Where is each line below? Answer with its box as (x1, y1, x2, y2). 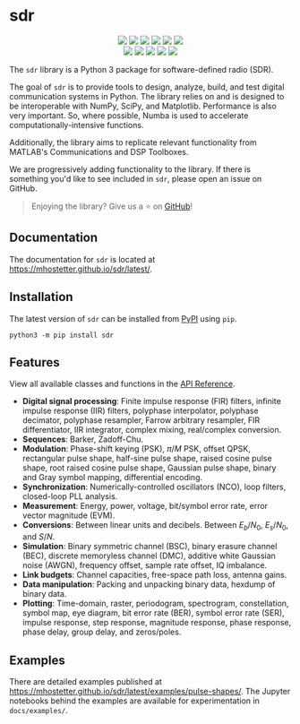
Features (9, 355, 60, 370)
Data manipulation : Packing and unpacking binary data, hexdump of (21, 579, 276, 590)
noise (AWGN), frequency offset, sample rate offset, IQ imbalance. (21, 560, 267, 571)
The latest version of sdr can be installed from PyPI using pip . (9, 313, 237, 323)
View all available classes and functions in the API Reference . (9, 378, 236, 390)
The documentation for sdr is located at (9, 254, 156, 264)
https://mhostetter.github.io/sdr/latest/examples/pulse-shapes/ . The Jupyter (9, 685, 291, 696)
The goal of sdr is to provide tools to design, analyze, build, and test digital (9, 82, 285, 92)
